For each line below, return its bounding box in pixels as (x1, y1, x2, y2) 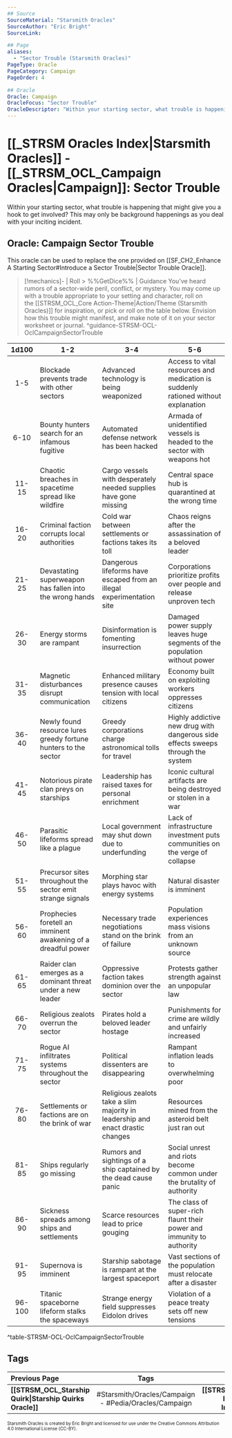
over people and (168, 579, 221, 589)
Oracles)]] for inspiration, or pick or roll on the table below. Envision (23, 306, 216, 314)
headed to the (168, 437, 213, 447)
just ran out (168, 1123, 205, 1133)
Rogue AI (39, 1042, 70, 1051)
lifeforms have (101, 566, 148, 576)
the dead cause (101, 1173, 153, 1182)
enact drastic (101, 1123, 145, 1133)
